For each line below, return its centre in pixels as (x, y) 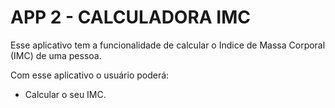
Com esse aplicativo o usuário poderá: (90, 75)
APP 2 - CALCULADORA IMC (131, 17)
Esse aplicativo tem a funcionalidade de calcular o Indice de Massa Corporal (168, 45)
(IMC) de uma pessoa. (56, 55)
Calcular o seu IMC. (65, 94)
